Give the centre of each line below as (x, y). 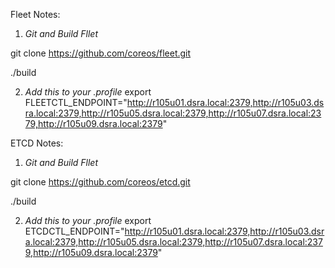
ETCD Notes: (37, 143)
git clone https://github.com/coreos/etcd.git (100, 182)
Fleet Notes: (35, 14)
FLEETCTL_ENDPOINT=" (76, 102)
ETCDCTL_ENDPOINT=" (74, 231)
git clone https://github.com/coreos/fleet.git (101, 53)
